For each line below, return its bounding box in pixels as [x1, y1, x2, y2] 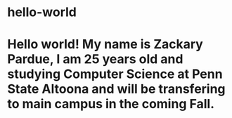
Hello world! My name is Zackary [7, 37, 204, 53]
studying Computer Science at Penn [7, 66, 223, 82]
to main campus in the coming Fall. [7, 96, 215, 112]
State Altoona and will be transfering [7, 81, 226, 97]
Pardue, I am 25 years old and [7, 51, 183, 67]
